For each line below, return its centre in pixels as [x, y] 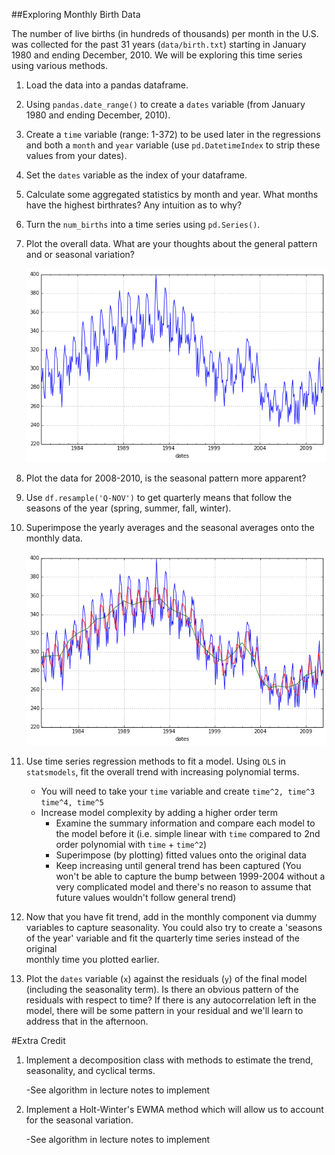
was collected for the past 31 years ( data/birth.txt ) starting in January [159, 44]
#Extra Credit [38, 1041]
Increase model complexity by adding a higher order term [159, 813]
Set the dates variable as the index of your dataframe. [136, 175]
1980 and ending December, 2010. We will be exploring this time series [157, 55]
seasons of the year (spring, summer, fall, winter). [128, 508]
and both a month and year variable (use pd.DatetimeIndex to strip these [173, 145]
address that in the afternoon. [87, 1021]
